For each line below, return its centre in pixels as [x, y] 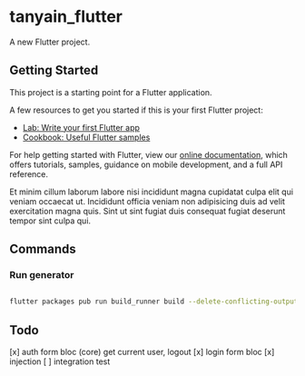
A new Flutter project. [50, 42]
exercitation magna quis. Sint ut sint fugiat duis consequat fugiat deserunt [148, 211]
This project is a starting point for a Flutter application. [111, 92]
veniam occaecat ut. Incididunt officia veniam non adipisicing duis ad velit [148, 201]
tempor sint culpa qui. [50, 221]
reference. [29, 173]
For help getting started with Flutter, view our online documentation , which [149, 154]
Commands [43, 249]
